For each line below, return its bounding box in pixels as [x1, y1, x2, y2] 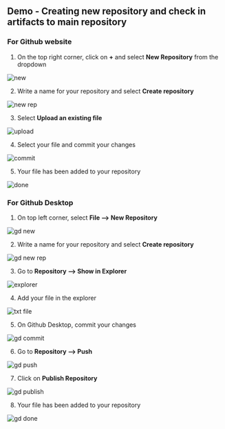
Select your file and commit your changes [17, 140, 136, 149]
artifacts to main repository [7, 17, 127, 28]
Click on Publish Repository [17, 374, 98, 382]
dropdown [17, 60, 47, 68]
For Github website [7, 37, 72, 47]
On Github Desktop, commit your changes [17, 321, 136, 329]
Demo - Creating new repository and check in [7, 6, 206, 17]
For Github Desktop [7, 198, 74, 207]
